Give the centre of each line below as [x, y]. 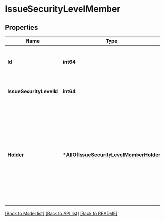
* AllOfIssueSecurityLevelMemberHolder [112, 155]
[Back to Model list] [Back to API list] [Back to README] [61, 213]
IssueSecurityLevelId [33, 91]
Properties [22, 27]
